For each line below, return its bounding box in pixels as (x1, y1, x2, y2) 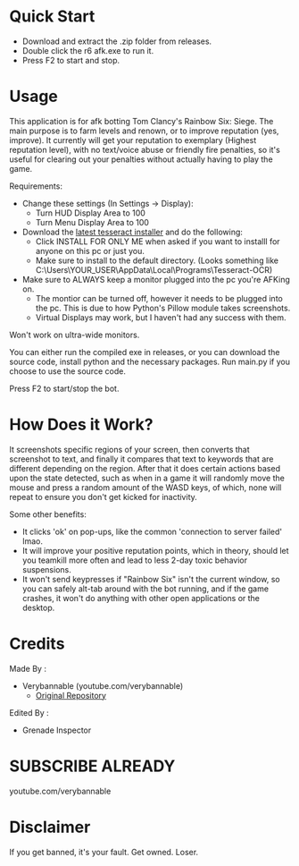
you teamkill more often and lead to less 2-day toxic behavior (21, 555, 248, 565)
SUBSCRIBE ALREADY (9, 756, 176, 776)
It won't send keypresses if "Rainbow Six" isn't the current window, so (21, 573, 280, 584)
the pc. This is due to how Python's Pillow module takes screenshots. (35, 302, 291, 313)
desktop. (21, 602, 55, 613)
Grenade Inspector (21, 725, 92, 735)
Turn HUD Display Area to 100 (35, 208, 145, 218)
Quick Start (9, 6, 96, 27)
